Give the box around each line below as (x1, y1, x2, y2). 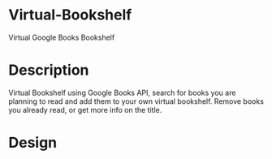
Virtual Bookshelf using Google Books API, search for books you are (8, 88, 236, 97)
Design (8, 134, 58, 152)
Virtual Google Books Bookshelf (8, 32, 115, 42)
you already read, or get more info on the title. (8, 105, 162, 114)
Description (8, 61, 89, 79)
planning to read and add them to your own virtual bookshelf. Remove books (8, 96, 264, 106)
